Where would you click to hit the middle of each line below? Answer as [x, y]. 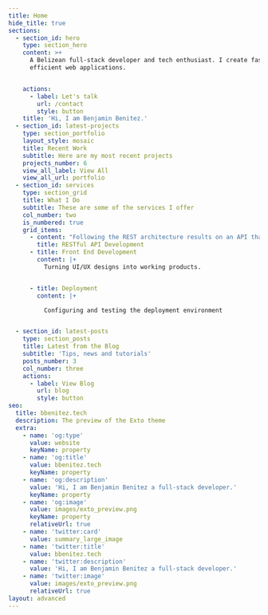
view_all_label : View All [66, 171]
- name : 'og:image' [55, 502]
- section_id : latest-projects [67, 126]
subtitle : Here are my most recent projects [98, 156]
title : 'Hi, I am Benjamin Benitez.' [85, 119]
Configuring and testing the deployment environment [133, 310]
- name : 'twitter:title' [64, 546]
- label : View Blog [61, 384]
